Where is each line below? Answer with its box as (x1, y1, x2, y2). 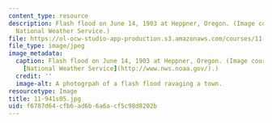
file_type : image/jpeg (8, 42, 85, 50)
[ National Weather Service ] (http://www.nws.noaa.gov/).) (23, 65, 219, 73)
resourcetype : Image (8, 87, 79, 95)
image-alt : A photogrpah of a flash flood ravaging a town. (15, 79, 223, 87)
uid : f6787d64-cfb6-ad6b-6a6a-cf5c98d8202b (8, 102, 158, 110)
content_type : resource (8, 11, 89, 20)
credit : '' (15, 72, 53, 80)
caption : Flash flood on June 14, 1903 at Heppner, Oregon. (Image (15, 57, 249, 66)
